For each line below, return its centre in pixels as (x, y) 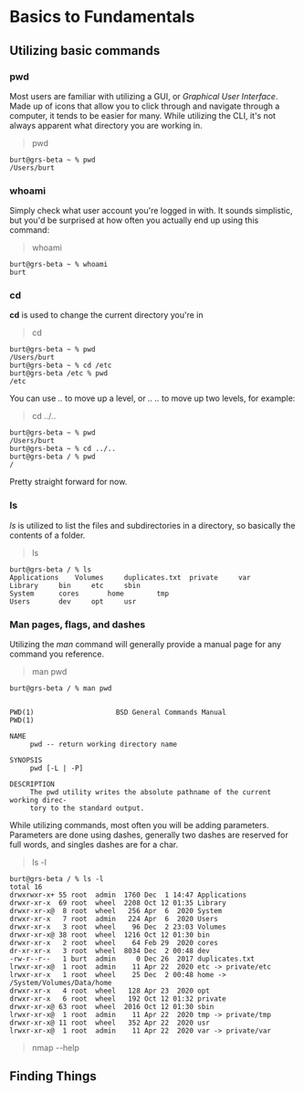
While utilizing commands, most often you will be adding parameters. (139, 825)
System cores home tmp (89, 594)
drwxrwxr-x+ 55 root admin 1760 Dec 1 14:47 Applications (128, 895)
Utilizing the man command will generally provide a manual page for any (145, 645)
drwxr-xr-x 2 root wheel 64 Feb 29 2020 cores (114, 943)
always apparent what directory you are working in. (106, 125)
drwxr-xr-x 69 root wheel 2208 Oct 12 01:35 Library (118, 903)
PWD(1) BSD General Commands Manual (118, 713)
